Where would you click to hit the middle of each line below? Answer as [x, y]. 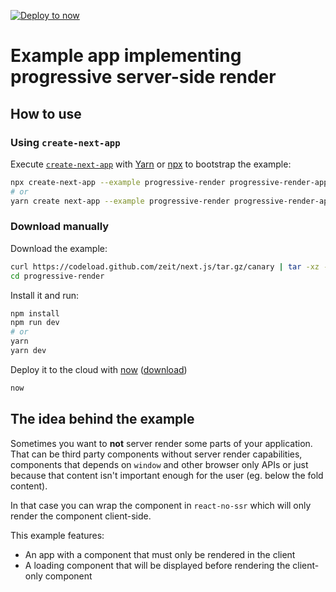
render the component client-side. [81, 516]
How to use [46, 113]
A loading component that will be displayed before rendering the [157, 565]
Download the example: [59, 248]
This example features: [57, 535]
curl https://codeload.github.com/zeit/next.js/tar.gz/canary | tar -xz [165, 266]
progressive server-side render [143, 77]
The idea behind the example [102, 419]
